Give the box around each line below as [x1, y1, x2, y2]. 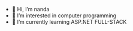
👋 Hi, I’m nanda [11, 6, 50, 13]
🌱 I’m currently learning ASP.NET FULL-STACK [11, 18, 127, 25]
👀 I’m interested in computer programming [11, 12, 117, 19]
